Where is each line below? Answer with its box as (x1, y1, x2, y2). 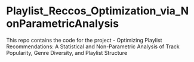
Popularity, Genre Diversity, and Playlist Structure (6, 49, 128, 56)
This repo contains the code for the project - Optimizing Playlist (6, 36, 162, 44)
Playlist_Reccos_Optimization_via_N (6, 4, 189, 18)
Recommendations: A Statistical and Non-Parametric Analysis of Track (6, 43, 180, 50)
